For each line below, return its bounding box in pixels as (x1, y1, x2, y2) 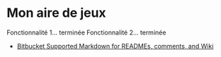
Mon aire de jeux (6, 5, 107, 21)
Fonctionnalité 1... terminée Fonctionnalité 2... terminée (6, 28, 166, 37)
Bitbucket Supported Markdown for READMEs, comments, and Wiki (16, 42, 214, 50)
